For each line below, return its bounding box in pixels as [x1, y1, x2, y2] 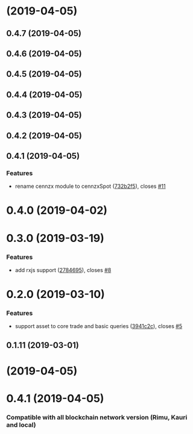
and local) [6, 421, 36, 429]
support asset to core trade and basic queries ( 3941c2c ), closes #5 [14, 323, 183, 330]
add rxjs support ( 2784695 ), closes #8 [14, 266, 112, 273]
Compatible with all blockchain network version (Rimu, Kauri [6, 414, 188, 422]
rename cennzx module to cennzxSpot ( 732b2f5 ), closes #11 [14, 182, 166, 190]
